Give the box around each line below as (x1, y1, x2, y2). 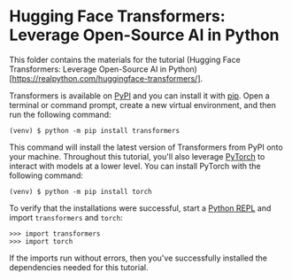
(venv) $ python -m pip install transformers (9, 126, 180, 135)
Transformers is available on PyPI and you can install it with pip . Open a (9, 90, 270, 101)
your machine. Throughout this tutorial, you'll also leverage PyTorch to (9, 151, 265, 161)
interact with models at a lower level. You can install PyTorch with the (9, 160, 261, 171)
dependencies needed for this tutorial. (9, 261, 149, 272)
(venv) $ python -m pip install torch (9, 187, 152, 196)
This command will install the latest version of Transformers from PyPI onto (9, 142, 283, 152)
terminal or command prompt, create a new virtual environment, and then (9, 99, 277, 110)
